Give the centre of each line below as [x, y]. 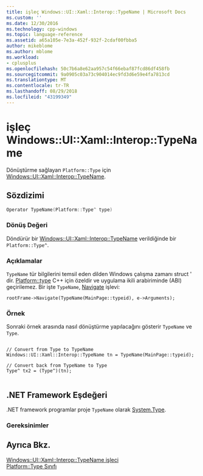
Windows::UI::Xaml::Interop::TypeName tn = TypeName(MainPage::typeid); [100, 355]
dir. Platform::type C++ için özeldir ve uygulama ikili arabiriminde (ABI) [94, 280]
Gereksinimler [28, 425]
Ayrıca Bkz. [29, 445]
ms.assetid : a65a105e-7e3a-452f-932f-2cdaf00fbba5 [72, 40]
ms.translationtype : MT [36, 80]
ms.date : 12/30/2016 [33, 23]
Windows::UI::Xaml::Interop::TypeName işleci [63, 460]
